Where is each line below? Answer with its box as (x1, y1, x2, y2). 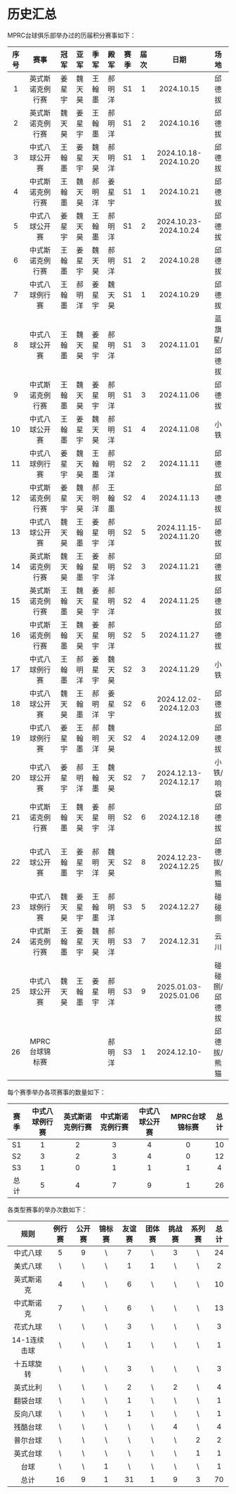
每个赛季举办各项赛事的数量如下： (7, 1088, 106, 1096)
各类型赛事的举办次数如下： (7, 1205, 88, 1214)
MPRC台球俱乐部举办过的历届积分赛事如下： (7, 31, 136, 39)
